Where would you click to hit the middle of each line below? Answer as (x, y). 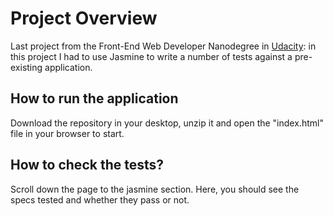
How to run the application (94, 98)
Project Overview (84, 18)
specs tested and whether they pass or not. (100, 199)
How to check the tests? (87, 165)
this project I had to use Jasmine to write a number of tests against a (151, 56)
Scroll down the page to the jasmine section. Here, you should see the (155, 189)
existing (26, 67)
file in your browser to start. (67, 133)
